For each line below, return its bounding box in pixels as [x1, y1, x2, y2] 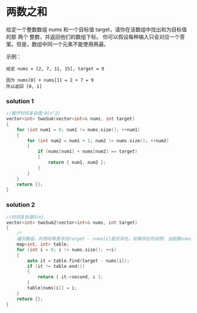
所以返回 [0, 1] [6, 83, 42, 89]
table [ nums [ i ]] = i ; [27, 285, 77, 291]
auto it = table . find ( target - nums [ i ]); [27, 258, 130, 264]
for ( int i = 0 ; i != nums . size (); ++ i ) [16, 247, 117, 253]
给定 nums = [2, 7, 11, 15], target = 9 [6, 66, 104, 72]
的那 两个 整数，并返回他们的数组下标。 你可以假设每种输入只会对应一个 [6, 33, 180, 40]
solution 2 [6, 201, 35, 209]
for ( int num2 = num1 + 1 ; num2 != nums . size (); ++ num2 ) [27, 137, 169, 144]
